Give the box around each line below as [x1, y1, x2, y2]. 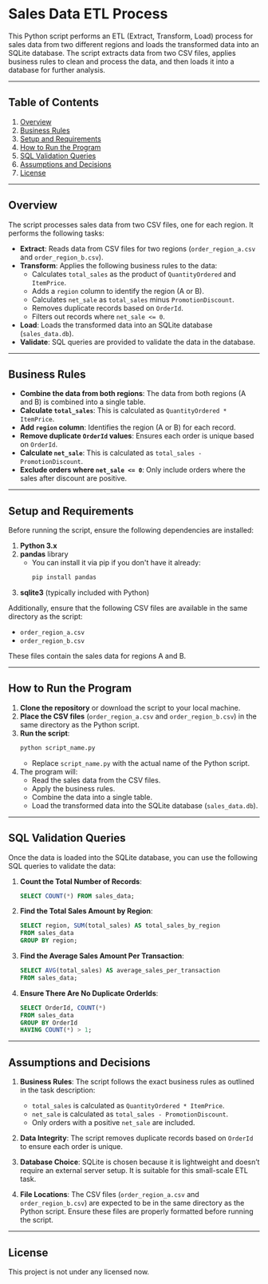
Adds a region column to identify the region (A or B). [31, 286, 205, 295]
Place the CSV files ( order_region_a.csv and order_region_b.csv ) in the [19, 711, 257, 721]
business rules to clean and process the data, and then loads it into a [8, 57, 235, 66]
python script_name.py [19, 743, 96, 751]
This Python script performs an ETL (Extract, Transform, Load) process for [8, 31, 254, 41]
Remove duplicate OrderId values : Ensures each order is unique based [19, 431, 254, 441]
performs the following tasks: [8, 228, 105, 238]
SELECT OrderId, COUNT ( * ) [19, 1004, 106, 1012]
